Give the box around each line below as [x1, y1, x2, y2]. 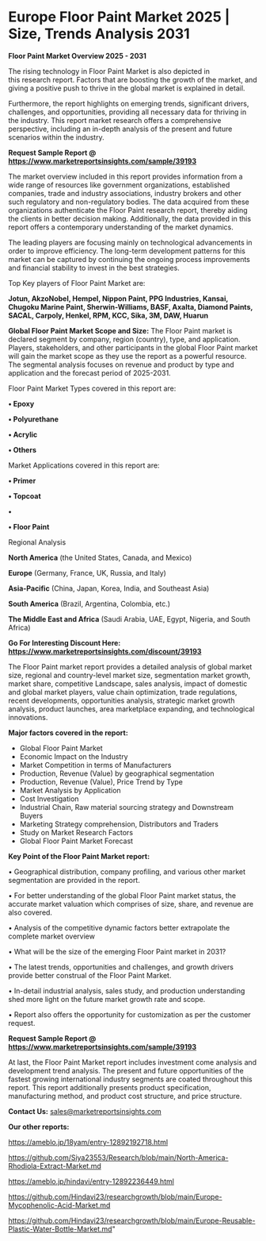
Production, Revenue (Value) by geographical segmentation [19, 769, 215, 778]
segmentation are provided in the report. [8, 875, 140, 885]
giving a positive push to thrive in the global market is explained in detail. [8, 83, 245, 93]
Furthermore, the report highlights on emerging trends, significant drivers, [8, 98, 249, 108]
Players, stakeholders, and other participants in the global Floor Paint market [8, 342, 258, 353]
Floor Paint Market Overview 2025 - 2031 [8, 51, 146, 60]
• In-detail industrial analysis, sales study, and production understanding [8, 985, 245, 996]
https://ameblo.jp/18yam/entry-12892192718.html [8, 1137, 169, 1147]
